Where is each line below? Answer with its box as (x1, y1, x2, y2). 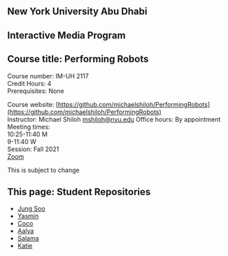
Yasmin (17, 212, 39, 220)
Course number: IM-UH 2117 (7, 71, 89, 80)
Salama (17, 234, 40, 243)
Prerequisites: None (7, 87, 64, 95)
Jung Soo (17, 204, 45, 213)
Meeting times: (7, 122, 50, 131)
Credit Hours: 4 (7, 79, 52, 87)
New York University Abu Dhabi (7, 6, 148, 17)
